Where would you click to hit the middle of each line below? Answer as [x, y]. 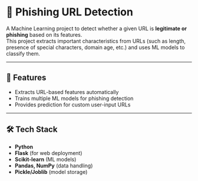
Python [24, 147]
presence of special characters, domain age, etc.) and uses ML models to [95, 47]
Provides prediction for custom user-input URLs [72, 104]
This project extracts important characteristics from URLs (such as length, [96, 41]
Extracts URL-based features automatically [67, 92]
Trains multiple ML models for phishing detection [74, 98]
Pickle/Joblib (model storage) [51, 172]
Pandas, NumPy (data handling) [54, 166]
